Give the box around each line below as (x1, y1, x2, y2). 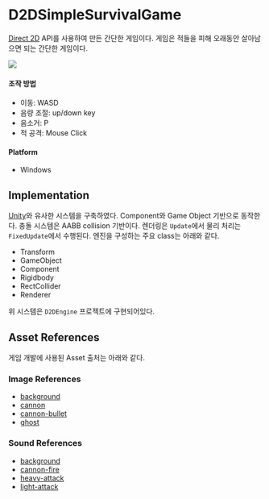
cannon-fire (19, 464, 60, 474)
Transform (19, 247, 55, 257)
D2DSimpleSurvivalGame (8, 6, 182, 24)
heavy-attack (19, 473, 64, 483)
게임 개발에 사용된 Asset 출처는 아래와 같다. (8, 352, 145, 362)
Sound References (8, 438, 83, 449)
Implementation (8, 188, 90, 202)
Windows (19, 165, 52, 175)
